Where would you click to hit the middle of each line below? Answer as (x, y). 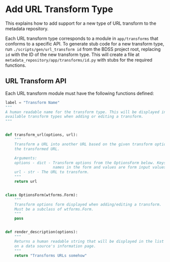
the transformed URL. (37, 149)
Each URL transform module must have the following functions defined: (80, 93)
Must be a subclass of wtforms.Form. (54, 209)
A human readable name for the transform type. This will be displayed (82, 112)
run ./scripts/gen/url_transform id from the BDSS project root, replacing (83, 49)
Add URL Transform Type (59, 9)
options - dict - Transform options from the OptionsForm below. (85, 163)
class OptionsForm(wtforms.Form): (42, 195)
